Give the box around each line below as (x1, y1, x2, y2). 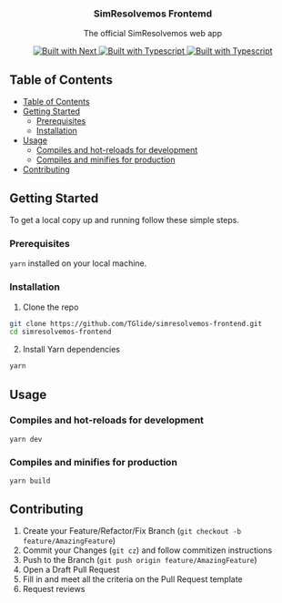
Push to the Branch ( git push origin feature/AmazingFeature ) (22, 554, 257, 565)
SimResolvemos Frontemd (94, 7, 212, 20)
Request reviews (22, 583, 86, 594)
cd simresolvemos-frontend (9, 327, 112, 337)
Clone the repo (22, 301, 79, 312)
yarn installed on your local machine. (9, 258, 147, 269)
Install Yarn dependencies (22, 344, 121, 355)
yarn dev (9, 434, 43, 444)
